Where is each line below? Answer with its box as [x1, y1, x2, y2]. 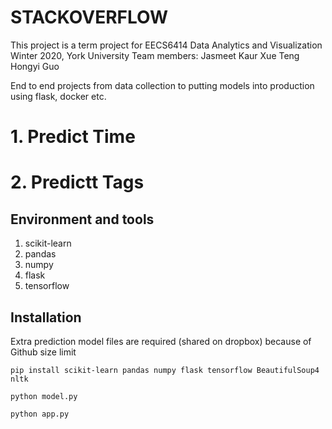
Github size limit [10, 346, 77, 358]
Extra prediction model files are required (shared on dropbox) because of [10, 335, 312, 347]
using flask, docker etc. [10, 90, 107, 102]
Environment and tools [10, 211, 155, 228]
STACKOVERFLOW [10, 6, 168, 29]
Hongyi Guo [10, 60, 60, 72]
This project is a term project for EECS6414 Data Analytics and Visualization [10, 39, 323, 51]
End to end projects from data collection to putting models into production [10, 79, 315, 91]
